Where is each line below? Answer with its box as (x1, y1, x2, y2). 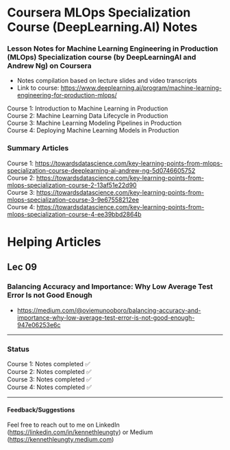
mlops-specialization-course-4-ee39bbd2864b (7, 210, 142, 218)
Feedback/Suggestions (7, 405, 75, 414)
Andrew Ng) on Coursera (7, 61, 92, 71)
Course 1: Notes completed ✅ (7, 359, 90, 368)
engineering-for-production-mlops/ (16, 91, 118, 99)
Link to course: (16, 84, 60, 92)
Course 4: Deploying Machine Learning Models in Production (7, 126, 179, 134)
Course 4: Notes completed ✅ (7, 383, 92, 391)
